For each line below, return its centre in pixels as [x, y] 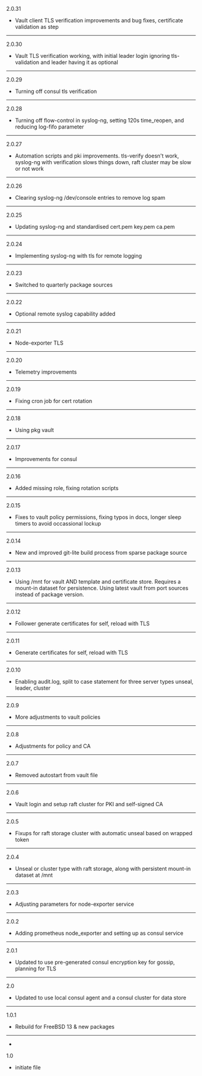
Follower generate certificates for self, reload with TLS [82, 623]
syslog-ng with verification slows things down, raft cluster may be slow [103, 162]
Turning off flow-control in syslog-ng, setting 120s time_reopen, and [99, 120]
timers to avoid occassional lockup [58, 524]
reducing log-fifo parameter [49, 127]
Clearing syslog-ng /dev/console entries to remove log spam [90, 198]
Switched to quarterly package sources [64, 285]
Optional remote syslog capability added [65, 314]
